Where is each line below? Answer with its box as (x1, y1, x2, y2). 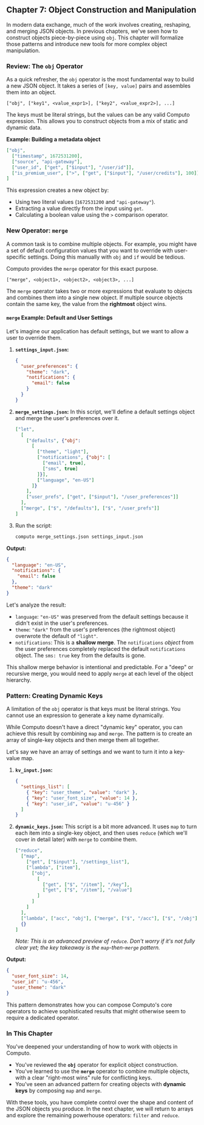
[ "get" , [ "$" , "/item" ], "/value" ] (42, 887, 132, 893)
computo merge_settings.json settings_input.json (15, 534, 144, 540)
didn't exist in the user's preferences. (15, 619, 109, 627)
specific (6, 253, 27, 260)
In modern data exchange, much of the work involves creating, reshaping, (6, 21, 191, 28)
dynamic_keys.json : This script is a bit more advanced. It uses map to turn (15, 823, 197, 831)
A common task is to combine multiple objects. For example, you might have (6, 240, 197, 248)
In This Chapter (6, 1029, 53, 1038)
